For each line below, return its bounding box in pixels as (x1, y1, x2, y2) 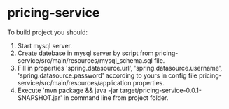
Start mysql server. (17, 41, 72, 50)
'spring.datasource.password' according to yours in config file (17, 71, 197, 80)
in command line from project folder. (63, 93, 169, 102)
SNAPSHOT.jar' (17, 93, 62, 102)
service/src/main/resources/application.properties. (17, 78, 165, 87)
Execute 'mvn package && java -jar (17, 86, 119, 94)
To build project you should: (7, 28, 88, 36)
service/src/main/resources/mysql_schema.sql (17, 56, 153, 64)
